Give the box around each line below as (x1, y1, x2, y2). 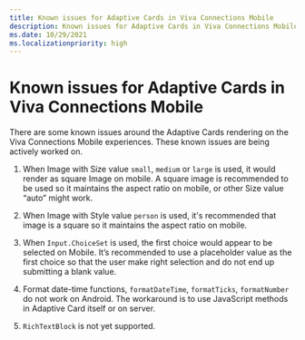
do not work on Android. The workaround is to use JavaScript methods (22, 294, 289, 305)
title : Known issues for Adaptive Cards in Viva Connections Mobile (9, 13, 274, 23)
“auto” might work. (22, 192, 93, 204)
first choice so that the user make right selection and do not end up (22, 257, 275, 267)
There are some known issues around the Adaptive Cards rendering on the (9, 127, 289, 138)
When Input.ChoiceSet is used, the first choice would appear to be (22, 238, 273, 248)
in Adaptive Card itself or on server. (22, 303, 156, 314)
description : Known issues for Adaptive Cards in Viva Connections (9, 22, 271, 31)
